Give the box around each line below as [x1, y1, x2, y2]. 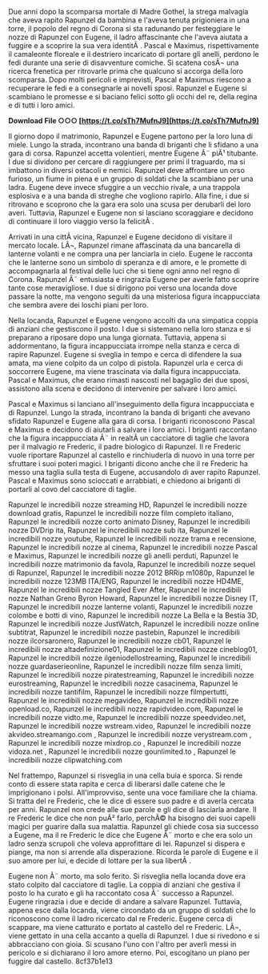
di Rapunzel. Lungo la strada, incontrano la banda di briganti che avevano [8, 408, 250, 417]
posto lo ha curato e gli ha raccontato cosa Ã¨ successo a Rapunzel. [8, 888, 234, 898]
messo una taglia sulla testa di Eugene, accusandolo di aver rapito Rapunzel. [8, 468, 261, 477]
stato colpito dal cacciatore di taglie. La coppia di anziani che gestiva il [8, 880, 242, 889]
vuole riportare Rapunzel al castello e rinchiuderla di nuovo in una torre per [8, 450, 255, 460]
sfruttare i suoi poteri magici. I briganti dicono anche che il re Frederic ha [8, 459, 248, 468]
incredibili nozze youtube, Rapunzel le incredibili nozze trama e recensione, [8, 534, 258, 543]
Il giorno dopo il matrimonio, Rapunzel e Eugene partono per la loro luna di [8, 131, 254, 141]
